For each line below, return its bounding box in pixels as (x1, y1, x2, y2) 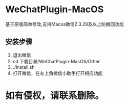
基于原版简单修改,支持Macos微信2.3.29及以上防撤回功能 (5, 21, 124, 27)
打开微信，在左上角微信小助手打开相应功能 (12, 70, 103, 76)
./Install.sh (12, 64, 35, 70)
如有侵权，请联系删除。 (5, 90, 104, 101)
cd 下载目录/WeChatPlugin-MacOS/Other (12, 58, 100, 64)
